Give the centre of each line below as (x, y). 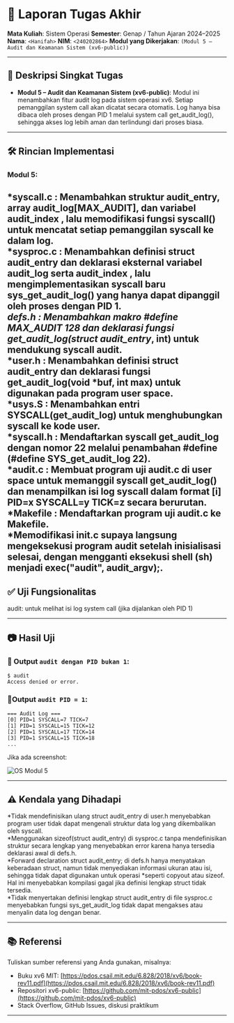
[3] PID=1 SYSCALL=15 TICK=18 (51, 738)
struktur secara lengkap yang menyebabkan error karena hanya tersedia (111, 846)
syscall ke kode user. (54, 426)
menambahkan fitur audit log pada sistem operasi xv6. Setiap (105, 100)
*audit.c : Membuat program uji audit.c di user (110, 470)
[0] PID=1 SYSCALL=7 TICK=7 (48, 720)
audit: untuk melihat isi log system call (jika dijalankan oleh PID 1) (100, 608)
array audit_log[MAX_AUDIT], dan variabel (102, 208)
